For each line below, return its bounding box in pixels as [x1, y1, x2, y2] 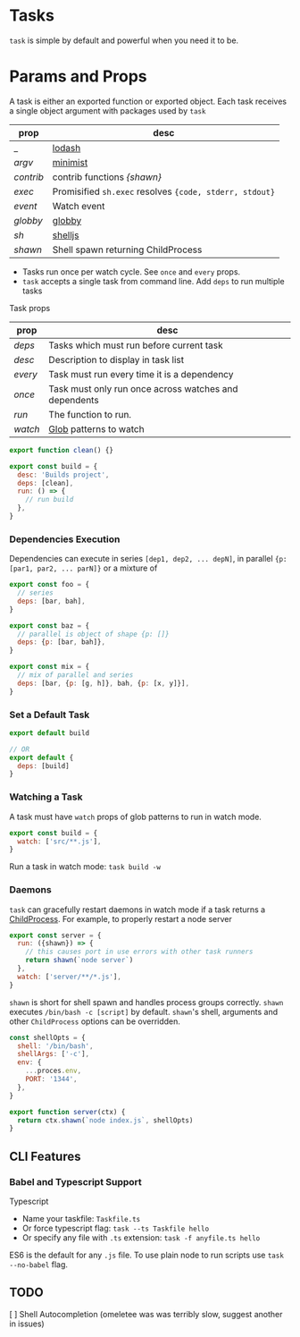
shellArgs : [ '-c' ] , [17, 1050, 90, 1059]
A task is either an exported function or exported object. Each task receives [9, 96, 287, 106]
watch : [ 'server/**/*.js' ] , [17, 972, 122, 981]
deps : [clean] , [17, 478, 74, 487]
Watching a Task [9, 791, 83, 803]
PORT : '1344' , [25, 1075, 78, 1084]
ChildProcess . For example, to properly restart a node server [9, 913, 232, 924]
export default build [9, 728, 90, 738]
